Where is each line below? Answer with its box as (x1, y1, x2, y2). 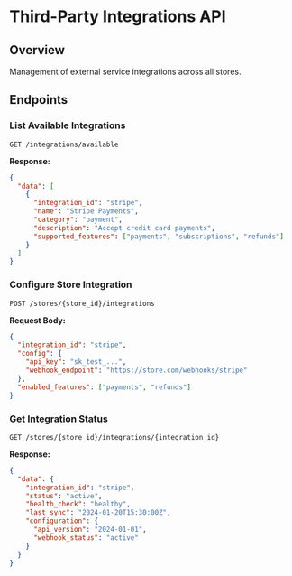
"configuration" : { (25, 516, 99, 525)
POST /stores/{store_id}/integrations (9, 299, 155, 308)
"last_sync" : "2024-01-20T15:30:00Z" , (25, 508, 171, 517)
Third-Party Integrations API (9, 6, 227, 27)
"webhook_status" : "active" (32, 533, 140, 543)
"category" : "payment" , (32, 215, 123, 225)
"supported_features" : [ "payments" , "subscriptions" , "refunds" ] (32, 232, 284, 241)
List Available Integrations (9, 119, 126, 132)
